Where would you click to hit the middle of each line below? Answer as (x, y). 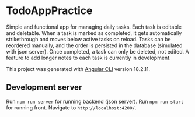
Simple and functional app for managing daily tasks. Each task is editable (94, 27)
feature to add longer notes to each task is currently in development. (88, 58)
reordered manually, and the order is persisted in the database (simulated (94, 45)
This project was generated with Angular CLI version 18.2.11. (78, 69)
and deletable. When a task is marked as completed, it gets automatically (94, 33)
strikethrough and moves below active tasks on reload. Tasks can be (88, 39)
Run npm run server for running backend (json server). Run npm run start (95, 101)
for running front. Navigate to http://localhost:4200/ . (71, 107)
